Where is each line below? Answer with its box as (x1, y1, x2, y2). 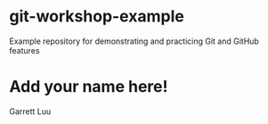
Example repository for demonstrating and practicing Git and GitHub (9, 36, 260, 46)
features (9, 45, 40, 55)
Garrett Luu (9, 105, 52, 117)
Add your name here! (9, 77, 168, 97)
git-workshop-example (9, 6, 184, 27)
